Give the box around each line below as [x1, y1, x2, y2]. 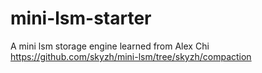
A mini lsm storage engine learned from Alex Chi [10, 40, 210, 52]
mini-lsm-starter [10, 7, 152, 30]
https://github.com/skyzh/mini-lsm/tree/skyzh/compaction [10, 50, 252, 62]
